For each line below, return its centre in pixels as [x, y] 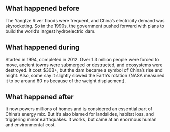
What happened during [42, 47]
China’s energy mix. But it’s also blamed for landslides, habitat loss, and [80, 114]
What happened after [40, 97]
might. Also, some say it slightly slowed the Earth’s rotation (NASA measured [85, 75]
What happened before [42, 8]
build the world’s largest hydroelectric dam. [50, 31]
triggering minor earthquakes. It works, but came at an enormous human [81, 120]
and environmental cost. [30, 125]
